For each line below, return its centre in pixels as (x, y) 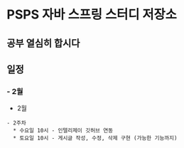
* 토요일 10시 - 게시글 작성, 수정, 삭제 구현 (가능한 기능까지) (95, 138)
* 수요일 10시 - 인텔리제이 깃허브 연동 (63, 131)
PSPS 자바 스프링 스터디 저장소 (92, 15)
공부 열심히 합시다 (43, 43)
